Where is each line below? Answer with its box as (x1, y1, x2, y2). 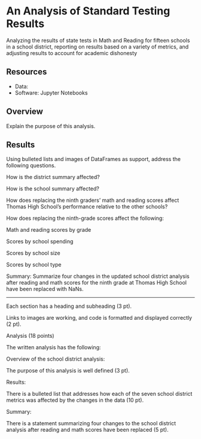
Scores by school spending (6, 238, 74, 245)
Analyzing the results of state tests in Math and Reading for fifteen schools (6, 37, 190, 44)
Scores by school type (6, 261, 62, 268)
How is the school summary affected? (6, 185, 100, 192)
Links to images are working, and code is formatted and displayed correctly (6, 314, 193, 322)
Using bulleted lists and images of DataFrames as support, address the (6, 156, 181, 163)
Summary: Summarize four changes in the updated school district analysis (6, 273, 190, 280)
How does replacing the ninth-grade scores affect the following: (6, 214, 165, 222)
